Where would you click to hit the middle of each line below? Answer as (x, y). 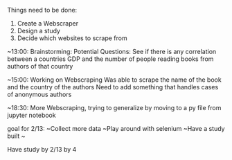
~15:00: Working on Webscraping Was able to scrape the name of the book (114, 80)
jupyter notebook (32, 115)
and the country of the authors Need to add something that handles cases (113, 87)
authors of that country (40, 66)
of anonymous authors (39, 94)
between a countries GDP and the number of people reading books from (110, 59)
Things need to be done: (42, 10)
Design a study (39, 31)
